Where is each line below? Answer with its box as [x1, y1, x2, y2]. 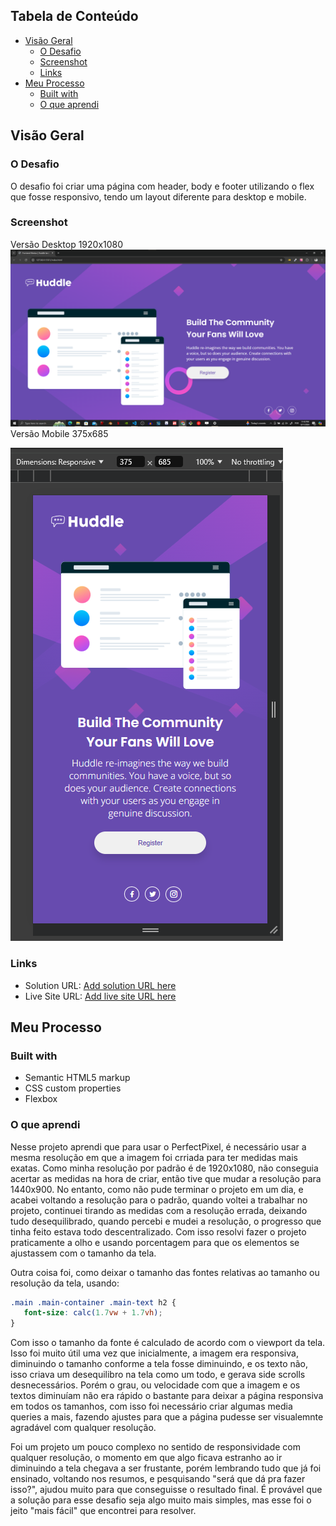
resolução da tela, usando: [10, 1277, 120, 1289]
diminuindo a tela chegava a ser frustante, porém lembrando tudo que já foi [10, 1462, 322, 1474]
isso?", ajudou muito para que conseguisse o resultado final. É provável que [10, 1484, 323, 1496]
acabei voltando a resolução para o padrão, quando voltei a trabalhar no [10, 1194, 308, 1206]
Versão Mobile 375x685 [10, 428, 109, 440]
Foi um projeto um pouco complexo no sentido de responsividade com [10, 1441, 302, 1453]
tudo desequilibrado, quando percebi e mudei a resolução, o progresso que [10, 1215, 322, 1227]
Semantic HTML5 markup [24, 1072, 131, 1084]
